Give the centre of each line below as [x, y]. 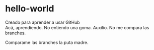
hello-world [30, 9]
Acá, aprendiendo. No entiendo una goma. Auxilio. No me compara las [77, 27]
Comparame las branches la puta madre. [47, 42]
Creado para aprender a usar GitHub [43, 22]
